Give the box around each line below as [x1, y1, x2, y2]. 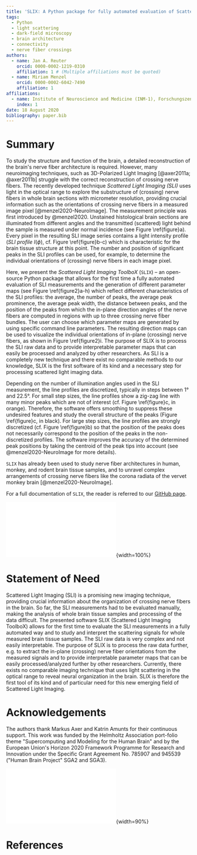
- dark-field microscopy [11, 31, 72, 36]
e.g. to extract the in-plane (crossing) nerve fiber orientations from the [6, 648, 176, 655]
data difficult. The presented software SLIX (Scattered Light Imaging [6, 617, 171, 624]
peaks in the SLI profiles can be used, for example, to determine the [6, 251, 170, 258]
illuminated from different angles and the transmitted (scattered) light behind [6, 220, 191, 227]
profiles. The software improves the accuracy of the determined [34, 436, 189, 443]
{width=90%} [116, 818, 149, 825]
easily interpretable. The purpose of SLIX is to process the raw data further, [6, 642, 189, 649]
